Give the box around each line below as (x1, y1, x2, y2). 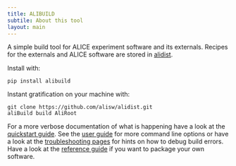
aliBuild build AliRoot (7, 110, 77, 117)
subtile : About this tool (7, 17, 83, 24)
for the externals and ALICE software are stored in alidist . (7, 50, 173, 59)
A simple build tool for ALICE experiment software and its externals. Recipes (7, 43, 228, 52)
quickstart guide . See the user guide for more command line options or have (7, 130, 229, 138)
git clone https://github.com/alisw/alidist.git (7, 104, 153, 111)
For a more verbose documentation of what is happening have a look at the (7, 122, 225, 131)
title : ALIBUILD (7, 10, 55, 18)
